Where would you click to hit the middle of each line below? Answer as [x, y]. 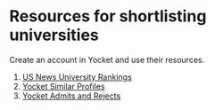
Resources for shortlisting [108, 16]
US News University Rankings [77, 76]
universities [54, 35]
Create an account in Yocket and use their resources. [107, 59]
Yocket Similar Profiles [63, 86]
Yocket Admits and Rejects [71, 96]
